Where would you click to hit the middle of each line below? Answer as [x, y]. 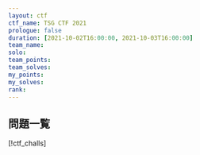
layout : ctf [28, 15]
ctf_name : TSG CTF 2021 [48, 23]
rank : [17, 89]
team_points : [30, 60]
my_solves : [26, 82]
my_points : [26, 75]
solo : [17, 52]
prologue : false [35, 30]
